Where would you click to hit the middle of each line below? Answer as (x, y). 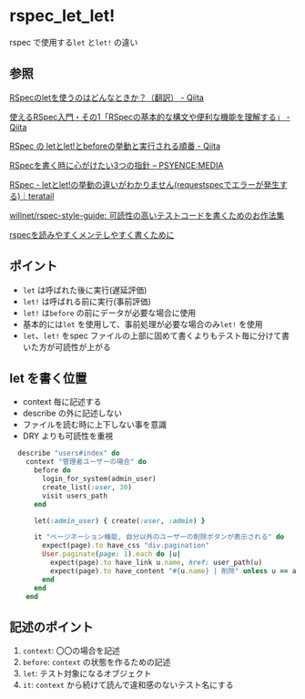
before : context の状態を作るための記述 (97, 663)
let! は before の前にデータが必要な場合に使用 (109, 313)
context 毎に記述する (62, 402)
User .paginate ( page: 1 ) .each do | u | (112, 554)
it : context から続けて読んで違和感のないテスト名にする (128, 685)
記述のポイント (51, 627)
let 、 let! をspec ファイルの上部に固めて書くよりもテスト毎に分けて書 (156, 335)
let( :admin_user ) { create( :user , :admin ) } (119, 520)
